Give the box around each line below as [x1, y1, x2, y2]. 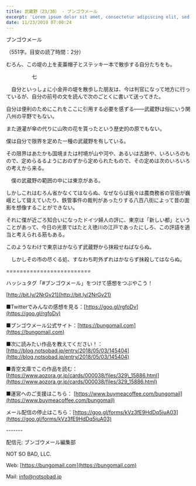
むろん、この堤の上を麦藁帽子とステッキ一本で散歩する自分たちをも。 [6, 61, 176, 68]
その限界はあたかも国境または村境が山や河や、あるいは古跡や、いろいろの [6, 150, 185, 157]
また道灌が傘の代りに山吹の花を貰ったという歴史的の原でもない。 [6, 125, 165, 132]
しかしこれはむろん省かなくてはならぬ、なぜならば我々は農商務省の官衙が [6, 189, 185, 196]
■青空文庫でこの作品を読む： [6, 366, 78, 373]
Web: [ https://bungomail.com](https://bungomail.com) [6, 462, 137, 469]
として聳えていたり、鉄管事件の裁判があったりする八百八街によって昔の [11, 197, 185, 204]
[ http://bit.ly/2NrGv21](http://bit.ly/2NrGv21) [6, 291, 111, 298]
